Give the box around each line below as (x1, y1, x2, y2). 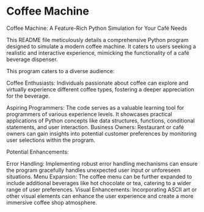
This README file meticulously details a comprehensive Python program (6, 36, 189, 43)
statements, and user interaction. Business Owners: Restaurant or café (6, 123, 184, 130)
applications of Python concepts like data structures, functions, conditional (6, 117, 195, 124)
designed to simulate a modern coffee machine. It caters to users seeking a (6, 43, 197, 50)
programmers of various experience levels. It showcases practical (6, 110, 172, 118)
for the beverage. (6, 92, 50, 99)
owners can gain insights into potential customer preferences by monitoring (6, 130, 197, 137)
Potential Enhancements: (6, 148, 69, 155)
